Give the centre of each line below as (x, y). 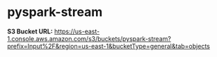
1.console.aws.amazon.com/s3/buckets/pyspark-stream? (89, 38)
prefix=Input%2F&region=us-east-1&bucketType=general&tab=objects (108, 46)
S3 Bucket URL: (30, 31)
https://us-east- (77, 31)
